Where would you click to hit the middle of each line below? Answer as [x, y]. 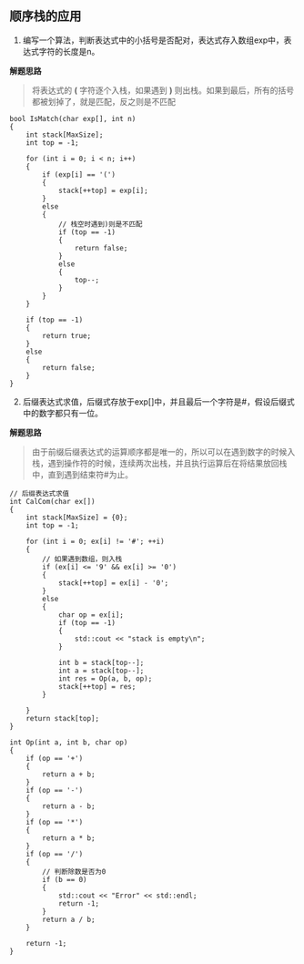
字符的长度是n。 [69, 51]
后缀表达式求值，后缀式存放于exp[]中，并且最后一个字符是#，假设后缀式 [158, 401]
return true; [67, 335]
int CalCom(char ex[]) [52, 501]
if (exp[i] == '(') [79, 174]
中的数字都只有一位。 [62, 413]
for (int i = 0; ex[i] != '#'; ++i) [96, 541]
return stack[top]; [63, 718]
